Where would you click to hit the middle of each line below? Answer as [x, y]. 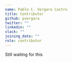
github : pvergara [22, 18]
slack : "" [15, 32]
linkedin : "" [18, 27]
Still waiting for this [24, 54]
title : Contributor [24, 14]
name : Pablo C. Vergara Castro [36, 9]
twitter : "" [17, 23]
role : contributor [23, 41]
